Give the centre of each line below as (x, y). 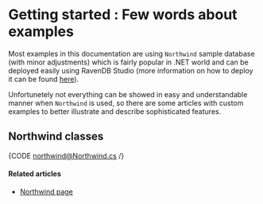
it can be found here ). (44, 79)
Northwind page (46, 191)
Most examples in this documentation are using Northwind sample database (132, 53)
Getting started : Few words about (123, 15)
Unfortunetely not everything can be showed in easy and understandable (128, 94)
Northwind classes (56, 137)
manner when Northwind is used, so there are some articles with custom (126, 103)
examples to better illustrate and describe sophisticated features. (115, 111)
